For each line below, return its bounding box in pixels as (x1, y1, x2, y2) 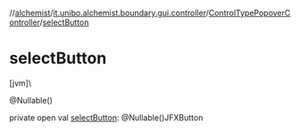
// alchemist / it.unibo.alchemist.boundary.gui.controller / (9, 8, 210, 18)
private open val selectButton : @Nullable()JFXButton (9, 111, 204, 123)
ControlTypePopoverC (208, 8, 291, 18)
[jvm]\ (9, 78, 32, 88)
